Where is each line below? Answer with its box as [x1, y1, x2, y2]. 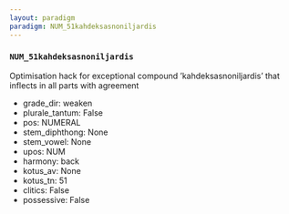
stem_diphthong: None [22, 127, 108, 138]
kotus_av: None [22, 165, 82, 176]
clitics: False [22, 184, 70, 196]
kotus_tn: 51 [22, 175, 68, 186]
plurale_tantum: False [22, 107, 103, 118]
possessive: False [22, 194, 90, 205]
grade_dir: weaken [22, 97, 93, 108]
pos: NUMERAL [22, 117, 81, 127]
